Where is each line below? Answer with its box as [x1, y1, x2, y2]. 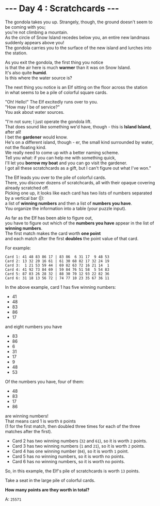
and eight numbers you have [5, 324, 62, 330]
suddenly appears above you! [5, 39, 64, 45]
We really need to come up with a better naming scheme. [5, 149, 119, 156]
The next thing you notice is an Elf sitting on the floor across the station [5, 84, 148, 90]
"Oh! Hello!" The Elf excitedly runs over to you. [5, 99, 98, 105]
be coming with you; [5, 24, 46, 30]
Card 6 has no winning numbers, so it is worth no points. [12, 458, 125, 464]
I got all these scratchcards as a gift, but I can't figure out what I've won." [5, 165, 151, 171]
